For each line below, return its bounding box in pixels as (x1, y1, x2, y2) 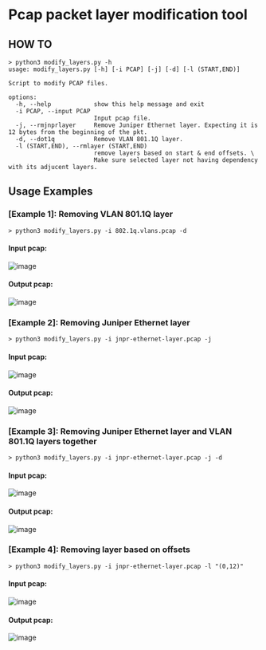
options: (8, 93, 37, 101)
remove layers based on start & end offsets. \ (93, 149, 255, 157)
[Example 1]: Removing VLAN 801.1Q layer (8, 209, 174, 220)
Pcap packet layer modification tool (8, 6, 248, 24)
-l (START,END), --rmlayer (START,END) (15, 142, 148, 150)
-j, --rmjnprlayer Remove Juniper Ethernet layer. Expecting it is (15, 121, 259, 129)
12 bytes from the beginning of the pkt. (8, 128, 148, 136)
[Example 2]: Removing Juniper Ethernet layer (8, 317, 190, 329)
